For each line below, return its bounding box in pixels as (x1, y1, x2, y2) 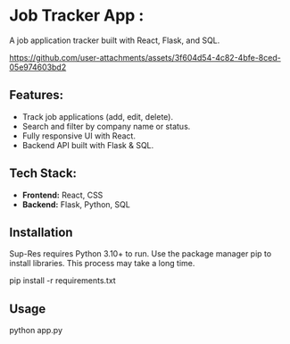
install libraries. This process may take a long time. (9, 258, 195, 269)
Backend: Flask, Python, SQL (21, 198, 131, 210)
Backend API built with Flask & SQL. (21, 139, 154, 150)
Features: (9, 88, 64, 103)
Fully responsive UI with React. (21, 130, 137, 141)
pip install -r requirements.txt (9, 275, 116, 286)
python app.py (9, 325, 63, 336)
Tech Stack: (9, 166, 78, 181)
